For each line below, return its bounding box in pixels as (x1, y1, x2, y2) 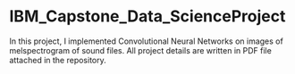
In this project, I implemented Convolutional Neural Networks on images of (9, 36, 283, 46)
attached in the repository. (9, 54, 107, 65)
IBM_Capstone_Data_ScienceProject (9, 6, 286, 27)
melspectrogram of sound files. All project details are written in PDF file (9, 45, 273, 55)
